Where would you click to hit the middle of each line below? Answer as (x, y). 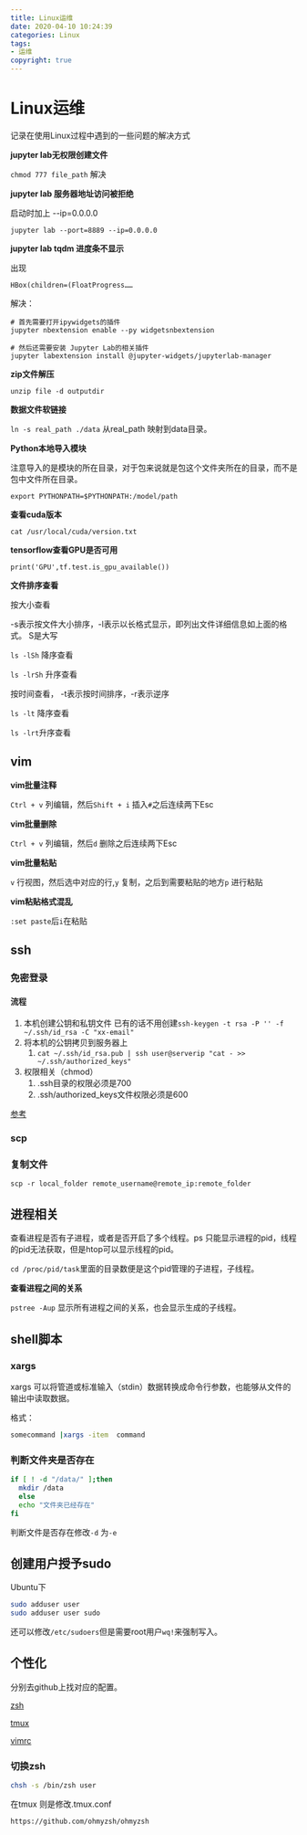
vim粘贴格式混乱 (41, 902)
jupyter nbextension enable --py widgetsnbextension (113, 330)
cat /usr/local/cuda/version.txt (74, 532)
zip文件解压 (32, 374)
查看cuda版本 (36, 514)
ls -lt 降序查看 (40, 712)
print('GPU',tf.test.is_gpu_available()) (90, 567)
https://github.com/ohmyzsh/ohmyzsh (80, 1822)
